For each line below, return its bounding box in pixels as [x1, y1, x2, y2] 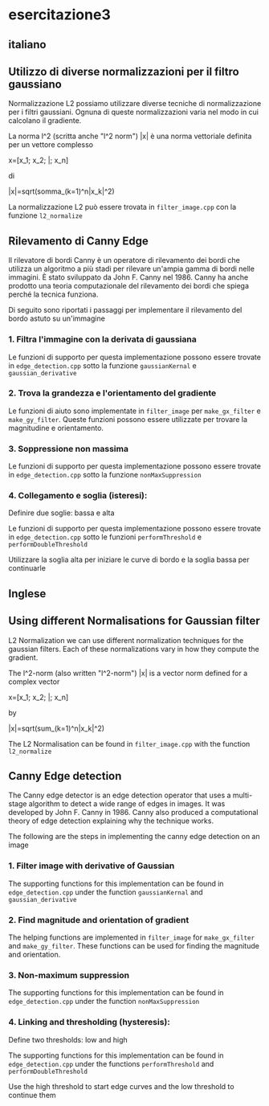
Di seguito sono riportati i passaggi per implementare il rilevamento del [8, 305, 243, 315]
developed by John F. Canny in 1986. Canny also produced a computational [8, 808, 259, 817]
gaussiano [8, 77, 62, 91]
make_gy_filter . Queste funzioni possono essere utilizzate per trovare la [8, 414, 247, 424]
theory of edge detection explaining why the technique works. [8, 816, 214, 825]
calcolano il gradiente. [8, 116, 82, 125]
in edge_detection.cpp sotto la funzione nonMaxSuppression [8, 470, 202, 480]
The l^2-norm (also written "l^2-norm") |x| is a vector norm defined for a [8, 668, 247, 678]
